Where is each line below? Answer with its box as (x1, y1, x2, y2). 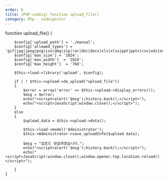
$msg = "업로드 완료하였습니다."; (23, 141, 84, 146)
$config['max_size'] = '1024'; (14, 53, 79, 58)
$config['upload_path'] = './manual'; (14, 40, 95, 45)
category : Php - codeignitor (5, 16, 66, 21)
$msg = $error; (23, 92, 55, 97)
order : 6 (5, 7, 23, 12)
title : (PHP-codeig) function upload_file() (5, 12, 99, 17)
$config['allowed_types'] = (14, 44, 72, 49)
